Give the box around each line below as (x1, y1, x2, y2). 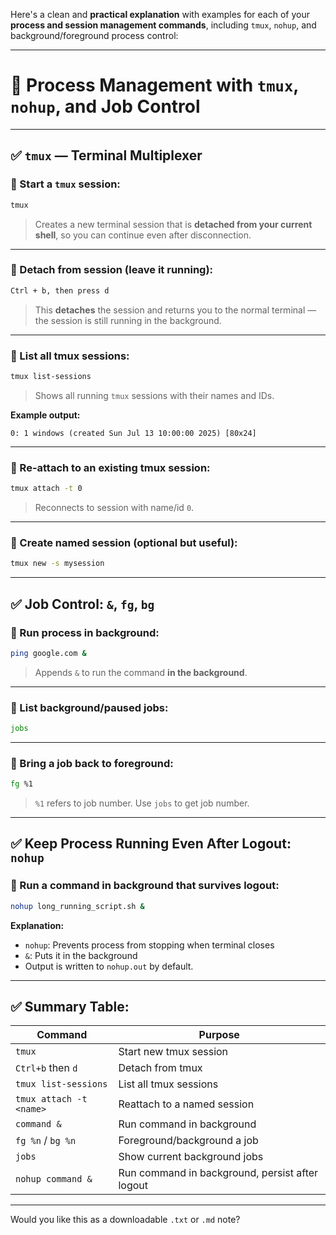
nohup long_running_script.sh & (10, 901, 145, 911)
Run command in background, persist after (118, 1166, 319, 1180)
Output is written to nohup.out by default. (24, 960, 194, 972)
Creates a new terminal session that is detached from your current (34, 218, 313, 230)
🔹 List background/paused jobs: (10, 700, 169, 714)
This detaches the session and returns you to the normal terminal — (34, 304, 317, 316)
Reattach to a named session (118, 1097, 255, 1111)
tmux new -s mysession (10, 559, 105, 569)
